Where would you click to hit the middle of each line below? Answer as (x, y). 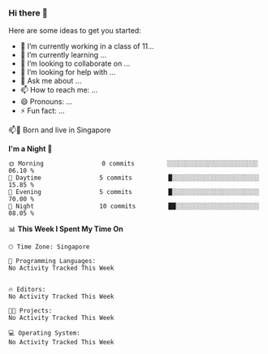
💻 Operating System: (45, 333)
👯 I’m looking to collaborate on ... (75, 63)
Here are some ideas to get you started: (75, 31)
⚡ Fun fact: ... (42, 111)
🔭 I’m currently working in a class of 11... (87, 46)
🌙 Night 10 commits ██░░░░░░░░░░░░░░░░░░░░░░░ (134, 206)
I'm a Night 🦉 (30, 149)
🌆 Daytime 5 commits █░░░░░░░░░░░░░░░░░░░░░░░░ (134, 178)
